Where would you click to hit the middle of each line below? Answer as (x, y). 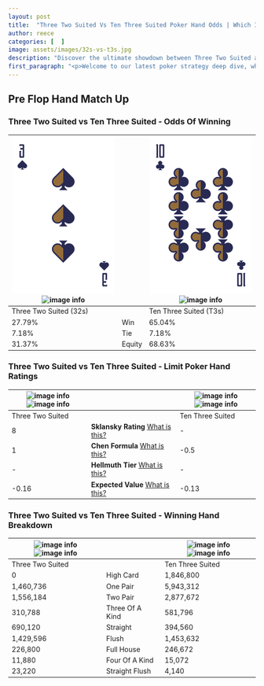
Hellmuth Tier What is (127, 465)
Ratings (23, 376)
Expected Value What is (130, 485)
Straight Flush (128, 671)
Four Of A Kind (130, 660)
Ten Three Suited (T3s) (187, 312)
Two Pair (120, 597)
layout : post (29, 17)
